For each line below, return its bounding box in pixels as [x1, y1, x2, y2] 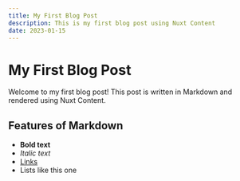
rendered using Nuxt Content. [8, 96, 106, 105]
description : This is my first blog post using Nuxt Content [8, 19, 216, 27]
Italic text [19, 148, 51, 158]
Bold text [19, 140, 51, 150]
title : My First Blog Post [8, 11, 98, 20]
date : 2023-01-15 [8, 26, 66, 34]
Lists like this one [19, 165, 77, 175]
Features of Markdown [8, 119, 124, 132]
